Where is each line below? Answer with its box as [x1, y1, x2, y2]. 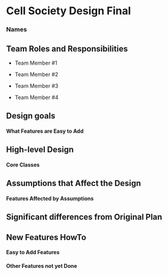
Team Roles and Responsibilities [6, 43, 128, 54]
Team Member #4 [14, 94, 59, 101]
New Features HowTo [6, 232, 87, 242]
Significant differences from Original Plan [6, 212, 163, 222]
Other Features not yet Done [6, 262, 77, 269]
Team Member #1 [14, 59, 57, 66]
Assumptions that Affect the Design [6, 178, 141, 188]
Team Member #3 [14, 82, 59, 89]
